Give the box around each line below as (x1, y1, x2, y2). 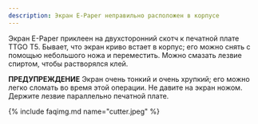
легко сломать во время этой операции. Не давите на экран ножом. (8, 83, 243, 92)
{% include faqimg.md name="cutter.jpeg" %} (8, 107, 161, 116)
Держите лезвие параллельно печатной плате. (8, 91, 169, 100)
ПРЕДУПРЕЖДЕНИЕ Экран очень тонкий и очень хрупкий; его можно (8, 74, 250, 83)
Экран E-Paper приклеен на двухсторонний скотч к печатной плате (8, 33, 240, 43)
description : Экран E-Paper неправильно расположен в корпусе (8, 11, 220, 20)
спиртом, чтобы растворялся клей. (8, 59, 129, 68)
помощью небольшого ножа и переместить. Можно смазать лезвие (8, 50, 242, 60)
